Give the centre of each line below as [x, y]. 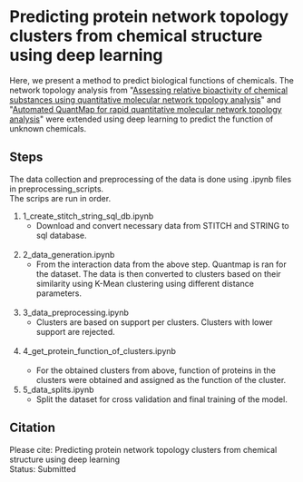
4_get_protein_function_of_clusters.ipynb [99, 350]
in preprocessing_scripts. [57, 189]
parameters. [59, 293]
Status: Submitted [43, 468]
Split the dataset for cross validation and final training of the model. [161, 399]
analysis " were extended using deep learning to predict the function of [142, 119]
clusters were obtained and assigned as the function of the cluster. [161, 379]
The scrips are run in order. [60, 198]
